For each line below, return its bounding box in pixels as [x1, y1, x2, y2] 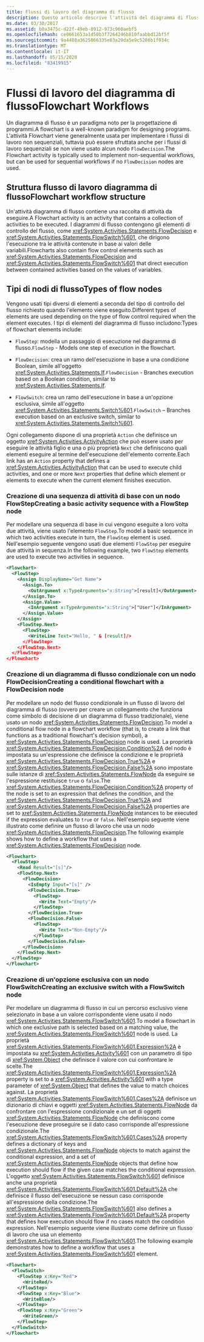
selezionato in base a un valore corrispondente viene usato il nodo [6, 1011, 173, 1018]
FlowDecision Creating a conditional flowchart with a [6, 677, 164, 686]
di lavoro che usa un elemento [6, 1231, 82, 1238]
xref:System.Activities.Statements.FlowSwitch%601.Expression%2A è [6, 1043, 181, 1051]
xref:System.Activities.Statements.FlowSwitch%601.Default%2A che [6, 1185, 178, 1193]
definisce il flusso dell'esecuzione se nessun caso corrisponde [6, 1192, 164, 1199]
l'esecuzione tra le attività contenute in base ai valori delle [6, 240, 152, 247]
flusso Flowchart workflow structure [6, 191, 146, 202]
